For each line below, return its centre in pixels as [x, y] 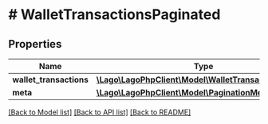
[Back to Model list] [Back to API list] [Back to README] [100, 112]
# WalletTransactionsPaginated [114, 15]
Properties [35, 44]
